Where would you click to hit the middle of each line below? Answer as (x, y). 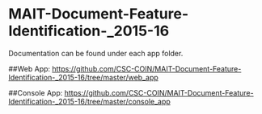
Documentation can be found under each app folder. (96, 53)
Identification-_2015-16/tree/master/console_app (90, 101)
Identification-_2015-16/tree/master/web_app (84, 77)
